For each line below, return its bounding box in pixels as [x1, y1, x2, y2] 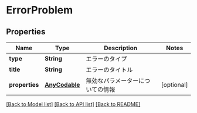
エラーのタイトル [86, 66, 133, 73]
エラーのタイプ [86, 55, 127, 63]
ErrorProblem [6, 3, 73, 17]
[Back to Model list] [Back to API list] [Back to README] [6, 101, 141, 108]
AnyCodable [45, 81, 80, 89]
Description [104, 44, 138, 52]
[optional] [161, 81, 188, 89]
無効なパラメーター [86, 77, 139, 84]
